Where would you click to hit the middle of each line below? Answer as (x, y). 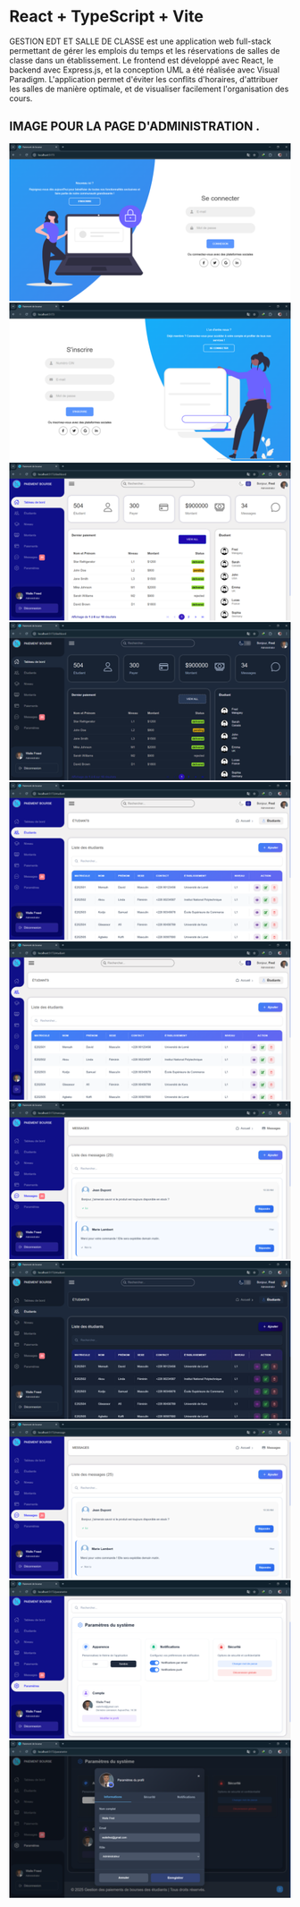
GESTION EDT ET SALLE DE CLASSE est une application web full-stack (140, 41)
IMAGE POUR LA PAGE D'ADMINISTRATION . (135, 127)
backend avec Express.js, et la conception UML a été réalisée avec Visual (144, 70)
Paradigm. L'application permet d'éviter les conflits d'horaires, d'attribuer (144, 79)
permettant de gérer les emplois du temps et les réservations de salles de (145, 50)
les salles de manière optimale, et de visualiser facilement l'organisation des (149, 89)
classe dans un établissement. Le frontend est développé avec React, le (142, 60)
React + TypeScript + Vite (106, 17)
